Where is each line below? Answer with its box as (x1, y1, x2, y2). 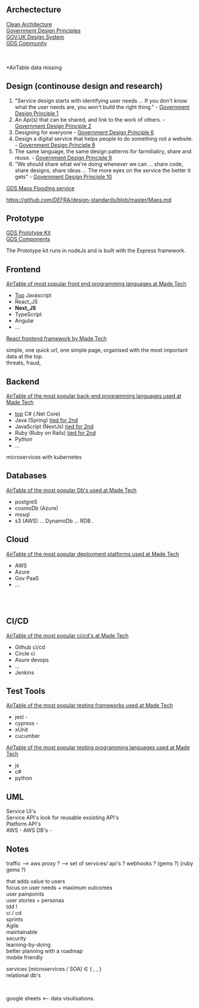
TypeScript (14, 311, 42, 318)
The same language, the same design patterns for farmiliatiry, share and (14, 147, 192, 154)
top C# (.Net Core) (14, 410, 61, 418)
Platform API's (6, 820, 42, 828)
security (6, 935, 27, 942)
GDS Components (6, 236, 50, 243)
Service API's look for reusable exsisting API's (6, 814, 119, 821)
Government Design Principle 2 (14, 122, 91, 129)
